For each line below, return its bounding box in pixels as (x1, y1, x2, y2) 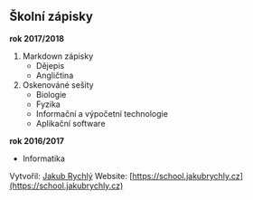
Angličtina (35, 70, 74, 81)
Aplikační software (35, 118, 106, 129)
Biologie (35, 89, 67, 100)
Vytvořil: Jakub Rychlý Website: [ (9, 170, 133, 181)
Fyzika (35, 99, 61, 110)
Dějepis (35, 60, 65, 71)
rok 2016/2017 (9, 135, 65, 146)
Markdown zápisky (22, 51, 94, 62)
